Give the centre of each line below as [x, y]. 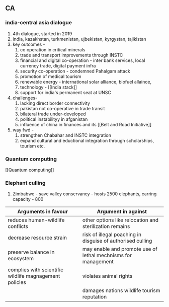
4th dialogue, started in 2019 [42, 33]
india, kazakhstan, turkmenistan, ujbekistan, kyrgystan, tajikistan [79, 39]
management [98, 262]
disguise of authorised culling [117, 241]
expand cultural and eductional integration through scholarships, [87, 140]
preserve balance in [31, 252]
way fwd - [23, 130]
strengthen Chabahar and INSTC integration [66, 135]
